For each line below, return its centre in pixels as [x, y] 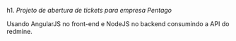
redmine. [19, 31]
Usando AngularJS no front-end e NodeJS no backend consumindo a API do [118, 24]
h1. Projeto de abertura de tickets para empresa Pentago [89, 10]
